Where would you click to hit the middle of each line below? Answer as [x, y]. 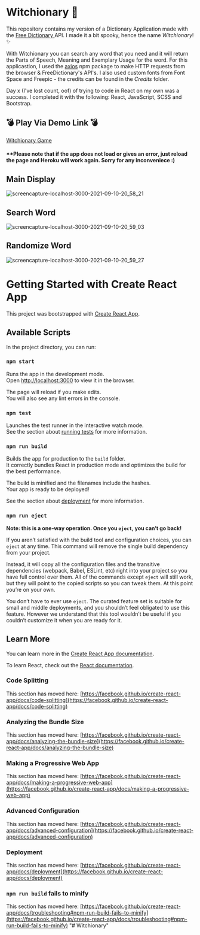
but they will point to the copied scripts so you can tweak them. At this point [99, 583]
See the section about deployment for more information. [75, 501]
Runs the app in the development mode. [55, 374]
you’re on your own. [31, 589]
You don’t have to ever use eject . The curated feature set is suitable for [94, 601]
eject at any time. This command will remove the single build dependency [97, 546]
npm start [20, 361]
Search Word [31, 212]
